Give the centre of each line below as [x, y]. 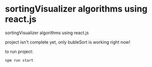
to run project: [19, 51]
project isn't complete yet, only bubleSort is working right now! [68, 42]
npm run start [19, 60]
